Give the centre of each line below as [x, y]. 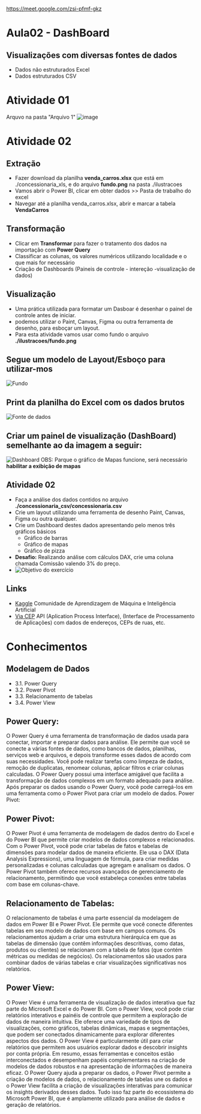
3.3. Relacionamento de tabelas [54, 696]
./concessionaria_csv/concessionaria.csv [68, 506]
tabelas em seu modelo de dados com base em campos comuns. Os [91, 931]
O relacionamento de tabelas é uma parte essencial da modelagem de [93, 918]
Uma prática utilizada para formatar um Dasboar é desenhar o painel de [103, 309]
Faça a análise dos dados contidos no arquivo [72, 500]
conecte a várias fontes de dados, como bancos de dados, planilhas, [91, 749]
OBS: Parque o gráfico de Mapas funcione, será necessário [114, 460]
